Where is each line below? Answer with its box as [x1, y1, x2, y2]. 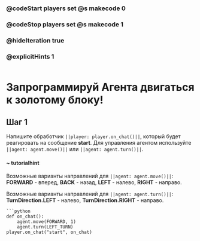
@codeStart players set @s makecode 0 [6, 4, 126, 13]
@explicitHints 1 [6, 52, 54, 60]
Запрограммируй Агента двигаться [6, 81, 195, 94]
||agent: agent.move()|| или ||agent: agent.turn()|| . [6, 145, 144, 153]
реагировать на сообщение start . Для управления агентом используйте [6, 139, 192, 147]
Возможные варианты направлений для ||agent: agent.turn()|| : [6, 190, 174, 198]
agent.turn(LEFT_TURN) [17, 224, 74, 230]
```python [6, 208, 31, 215]
